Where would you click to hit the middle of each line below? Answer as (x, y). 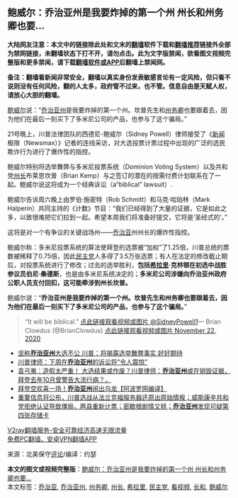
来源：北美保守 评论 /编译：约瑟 (52, 454)
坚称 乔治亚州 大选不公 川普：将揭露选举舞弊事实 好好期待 (100, 353)
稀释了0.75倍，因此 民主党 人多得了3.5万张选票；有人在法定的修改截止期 (124, 256)
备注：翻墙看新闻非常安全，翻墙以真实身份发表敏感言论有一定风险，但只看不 (119, 77)
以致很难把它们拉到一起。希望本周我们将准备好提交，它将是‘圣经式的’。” (124, 217)
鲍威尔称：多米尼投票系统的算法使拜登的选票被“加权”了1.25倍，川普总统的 (115, 247)
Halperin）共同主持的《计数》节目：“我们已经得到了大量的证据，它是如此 (114, 208)
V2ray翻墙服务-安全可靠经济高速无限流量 (67, 430)
